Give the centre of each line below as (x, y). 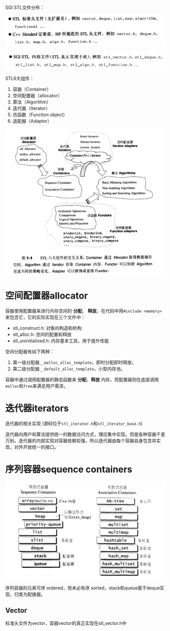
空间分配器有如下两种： (30, 352)
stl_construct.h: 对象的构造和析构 (47, 328)
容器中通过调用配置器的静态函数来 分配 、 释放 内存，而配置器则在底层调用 (82, 380)
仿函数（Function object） (40, 115)
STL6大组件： (20, 78)
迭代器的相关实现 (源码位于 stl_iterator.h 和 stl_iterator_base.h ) (74, 423)
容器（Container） (32, 89)
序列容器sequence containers (69, 469)
